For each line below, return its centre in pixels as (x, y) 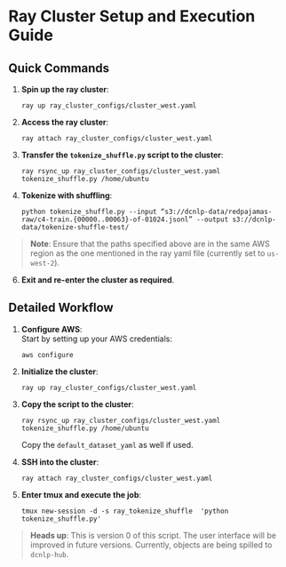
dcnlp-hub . (49, 554)
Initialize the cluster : (60, 371)
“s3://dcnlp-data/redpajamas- (216, 212)
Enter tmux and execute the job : (81, 494)
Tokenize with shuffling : (67, 196)
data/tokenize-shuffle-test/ (75, 228)
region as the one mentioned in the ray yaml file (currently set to (147, 253)
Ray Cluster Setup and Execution (132, 16)
